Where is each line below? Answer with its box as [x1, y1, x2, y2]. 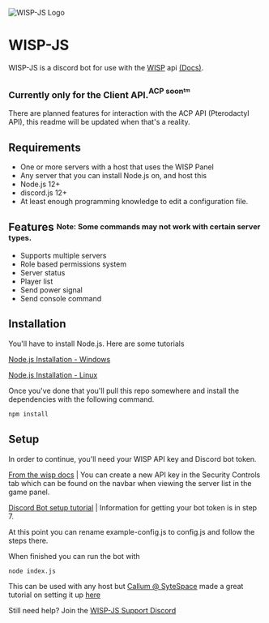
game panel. [8, 487, 50, 497]
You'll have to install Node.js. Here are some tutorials [8, 339, 185, 348]
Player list [19, 276, 53, 287]
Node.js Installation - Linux [8, 369, 98, 380]
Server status [19, 268, 66, 278]
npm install [8, 410, 49, 418]
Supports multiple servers [19, 251, 107, 261]
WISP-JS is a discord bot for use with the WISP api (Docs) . [8, 62, 204, 72]
